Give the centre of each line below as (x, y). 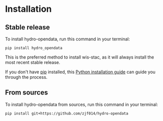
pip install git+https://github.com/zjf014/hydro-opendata (67, 113)
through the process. (26, 77)
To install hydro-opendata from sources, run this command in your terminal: (81, 104)
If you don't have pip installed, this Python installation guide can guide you (80, 72)
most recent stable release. (33, 62)
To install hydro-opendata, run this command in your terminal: (68, 39)
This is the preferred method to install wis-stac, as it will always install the (80, 57)
